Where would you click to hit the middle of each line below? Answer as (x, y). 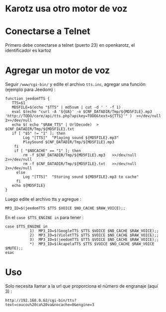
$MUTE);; (14, 248)
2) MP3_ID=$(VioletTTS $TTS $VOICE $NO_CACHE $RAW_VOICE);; (94, 235)
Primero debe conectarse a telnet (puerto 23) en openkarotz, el (70, 45)
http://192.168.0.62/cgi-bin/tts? (41, 301)
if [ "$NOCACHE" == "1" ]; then (47, 151)
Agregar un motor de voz (58, 71)
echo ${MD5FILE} (29, 186)
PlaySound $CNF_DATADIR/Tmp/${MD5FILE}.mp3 (69, 142)
